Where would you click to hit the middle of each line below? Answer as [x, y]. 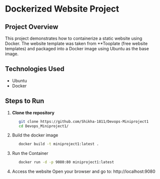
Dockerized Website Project [62, 9]
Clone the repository [33, 113]
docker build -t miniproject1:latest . [59, 144]
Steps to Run [25, 101]
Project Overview [32, 27]
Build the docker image [35, 135]
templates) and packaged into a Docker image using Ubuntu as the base [77, 49]
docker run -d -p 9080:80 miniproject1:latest [66, 162]
